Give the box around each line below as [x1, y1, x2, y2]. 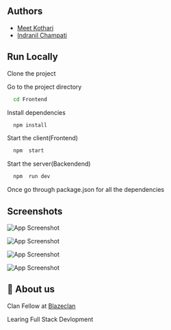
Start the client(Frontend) [7, 134, 79, 142]
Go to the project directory [7, 82, 82, 91]
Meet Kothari [16, 23, 54, 32]
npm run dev [13, 173, 51, 180]
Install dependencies [7, 108, 66, 116]
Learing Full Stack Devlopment [7, 315, 94, 323]
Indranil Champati [16, 31, 67, 39]
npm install [13, 122, 48, 129]
